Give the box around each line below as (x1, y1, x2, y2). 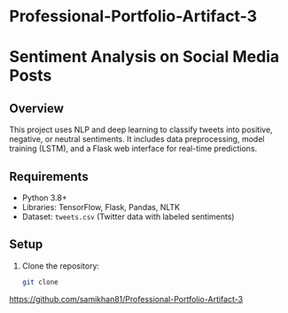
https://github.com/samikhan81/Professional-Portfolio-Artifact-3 (9, 293, 244, 304)
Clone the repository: (21, 260, 100, 271)
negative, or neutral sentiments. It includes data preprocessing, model (9, 134, 265, 145)
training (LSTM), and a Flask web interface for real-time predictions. (9, 144, 258, 154)
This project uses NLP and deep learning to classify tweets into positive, (9, 124, 273, 135)
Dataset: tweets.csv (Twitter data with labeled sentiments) (21, 211, 235, 222)
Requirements (9, 168, 89, 184)
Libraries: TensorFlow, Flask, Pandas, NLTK (21, 202, 180, 212)
